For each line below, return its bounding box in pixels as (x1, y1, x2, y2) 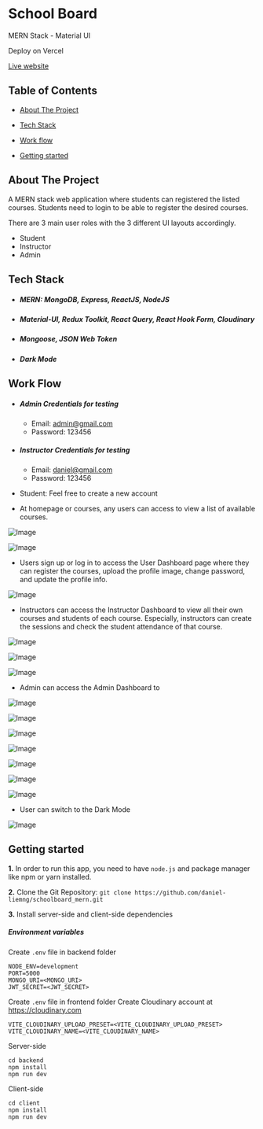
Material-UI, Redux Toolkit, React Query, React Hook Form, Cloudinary (19, 314, 255, 323)
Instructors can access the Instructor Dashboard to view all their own (19, 605, 243, 614)
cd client (8, 1099, 41, 1107)
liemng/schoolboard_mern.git (8, 895, 104, 903)
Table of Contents (8, 84, 98, 98)
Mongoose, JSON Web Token (19, 334, 118, 344)
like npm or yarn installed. (8, 872, 92, 881)
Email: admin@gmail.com (31, 419, 113, 429)
